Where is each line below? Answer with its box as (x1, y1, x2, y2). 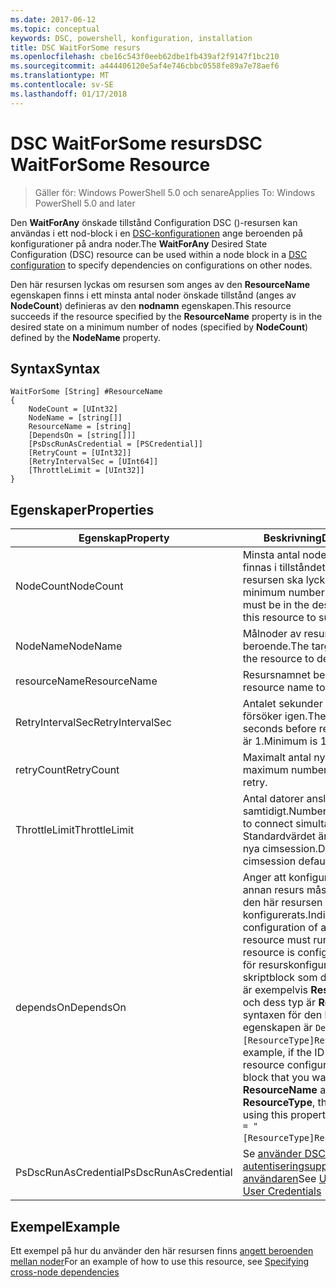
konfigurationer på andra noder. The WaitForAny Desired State (10, 237, 268, 250)
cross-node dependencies (10, 1266, 120, 1278)
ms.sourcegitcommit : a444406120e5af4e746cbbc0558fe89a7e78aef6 (10, 61, 280, 71)
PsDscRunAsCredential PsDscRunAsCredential (15, 1166, 233, 1180)
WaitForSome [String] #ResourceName (10, 387, 163, 397)
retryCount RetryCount (15, 763, 120, 777)
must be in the (242, 598, 310, 612)
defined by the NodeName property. (10, 331, 161, 343)
